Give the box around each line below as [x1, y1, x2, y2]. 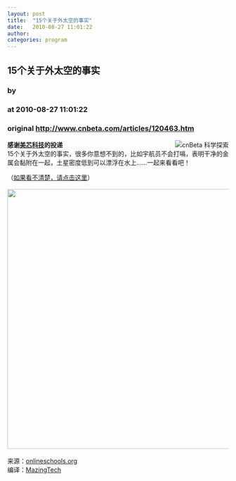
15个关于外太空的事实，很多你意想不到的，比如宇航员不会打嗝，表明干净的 [7, 149, 223, 158]
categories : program [7, 37, 68, 44]
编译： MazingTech [7, 466, 62, 474]
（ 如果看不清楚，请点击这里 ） [7, 173, 93, 182]
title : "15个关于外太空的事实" [7, 17, 93, 24]
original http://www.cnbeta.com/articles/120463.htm [7, 124, 195, 134]
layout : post [7, 10, 46, 18]
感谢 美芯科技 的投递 [7, 140, 63, 149]
